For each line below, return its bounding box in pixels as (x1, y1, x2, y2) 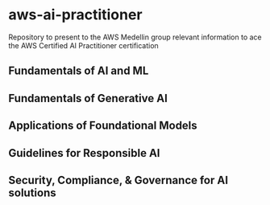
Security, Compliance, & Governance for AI (8, 173, 228, 187)
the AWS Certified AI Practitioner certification (8, 40, 159, 50)
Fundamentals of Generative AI (8, 91, 168, 105)
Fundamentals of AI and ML (8, 64, 149, 78)
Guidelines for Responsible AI (8, 146, 160, 160)
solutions (8, 186, 56, 199)
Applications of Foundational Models (8, 119, 197, 133)
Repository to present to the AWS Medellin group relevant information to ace (8, 32, 262, 42)
